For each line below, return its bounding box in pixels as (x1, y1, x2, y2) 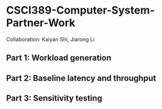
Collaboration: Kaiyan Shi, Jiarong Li (6, 36, 95, 43)
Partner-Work (6, 16, 76, 30)
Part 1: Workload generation (6, 53, 112, 63)
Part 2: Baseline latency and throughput (6, 73, 156, 83)
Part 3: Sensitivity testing (6, 93, 103, 104)
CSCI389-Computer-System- (6, 4, 155, 17)
